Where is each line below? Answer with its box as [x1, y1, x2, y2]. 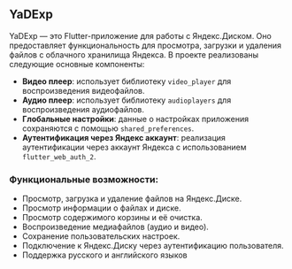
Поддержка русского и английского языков [21, 250, 188, 260]
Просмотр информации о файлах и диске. [21, 203, 181, 213]
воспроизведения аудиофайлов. [21, 104, 144, 114]
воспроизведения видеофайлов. [21, 85, 145, 96]
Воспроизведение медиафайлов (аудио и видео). [21, 221, 210, 233]
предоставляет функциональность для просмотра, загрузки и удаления [9, 40, 281, 50]
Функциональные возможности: [9, 173, 159, 185]
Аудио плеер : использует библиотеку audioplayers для [21, 95, 232, 105]
